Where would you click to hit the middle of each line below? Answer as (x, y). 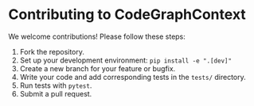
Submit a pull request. (56, 93)
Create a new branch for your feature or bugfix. (98, 68)
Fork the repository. (52, 51)
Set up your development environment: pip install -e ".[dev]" (126, 60)
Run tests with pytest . (56, 85)
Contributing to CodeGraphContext (127, 15)
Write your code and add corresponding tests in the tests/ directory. (133, 77)
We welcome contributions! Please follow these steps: (97, 36)
